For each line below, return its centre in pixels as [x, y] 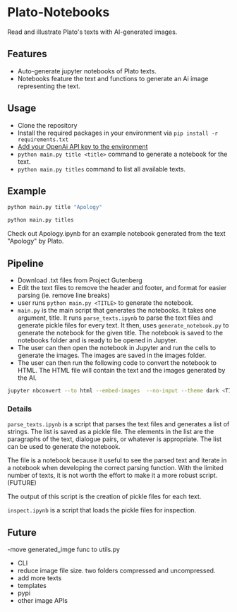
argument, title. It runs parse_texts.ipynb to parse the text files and [115, 318]
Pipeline [26, 263]
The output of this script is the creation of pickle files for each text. [104, 497]
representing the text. [49, 86]
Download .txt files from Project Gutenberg [80, 280]
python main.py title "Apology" [55, 208]
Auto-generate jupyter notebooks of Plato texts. [87, 71]
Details [20, 409]
